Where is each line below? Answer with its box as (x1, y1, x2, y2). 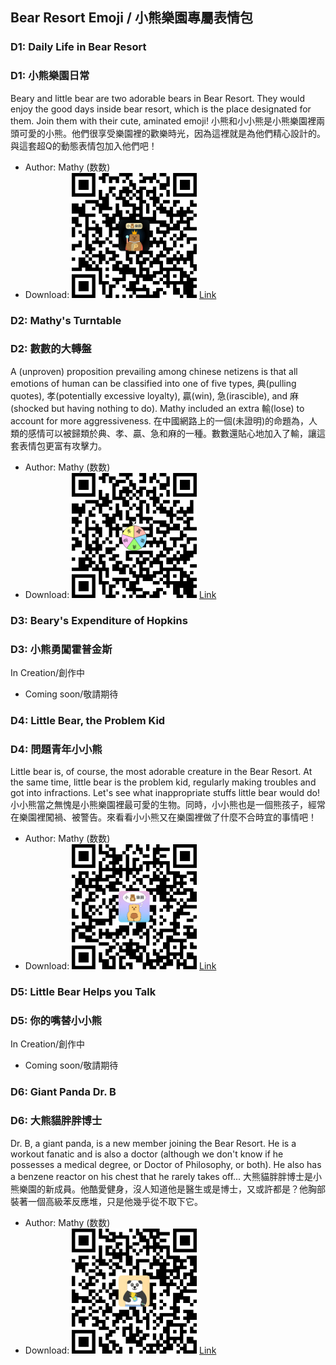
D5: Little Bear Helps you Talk (10, 985, 157, 999)
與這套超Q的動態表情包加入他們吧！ (10, 139, 158, 152)
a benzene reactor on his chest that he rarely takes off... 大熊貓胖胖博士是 (10, 1170, 314, 1182)
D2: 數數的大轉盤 (10, 342, 92, 356)
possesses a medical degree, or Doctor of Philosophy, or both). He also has (10, 1158, 322, 1170)
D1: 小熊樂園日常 (10, 69, 90, 83)
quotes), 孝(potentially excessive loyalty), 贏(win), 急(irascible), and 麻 (10, 389, 300, 402)
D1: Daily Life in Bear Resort (10, 40, 147, 54)
